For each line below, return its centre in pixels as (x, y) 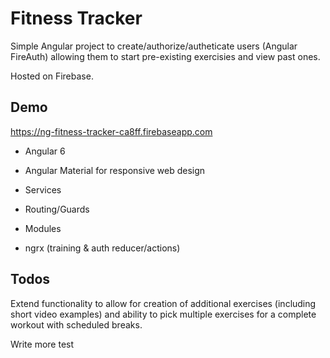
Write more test (42, 344)
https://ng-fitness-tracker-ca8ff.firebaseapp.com (111, 131)
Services (43, 189)
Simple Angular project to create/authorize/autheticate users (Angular (154, 46)
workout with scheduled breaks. (76, 324)
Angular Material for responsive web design (115, 170)
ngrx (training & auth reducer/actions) (102, 248)
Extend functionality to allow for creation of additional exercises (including (163, 303)
